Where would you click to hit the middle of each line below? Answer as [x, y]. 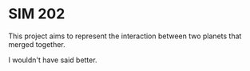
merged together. [37, 44]
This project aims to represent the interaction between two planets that [125, 36]
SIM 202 [37, 14]
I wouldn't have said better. [53, 60]
